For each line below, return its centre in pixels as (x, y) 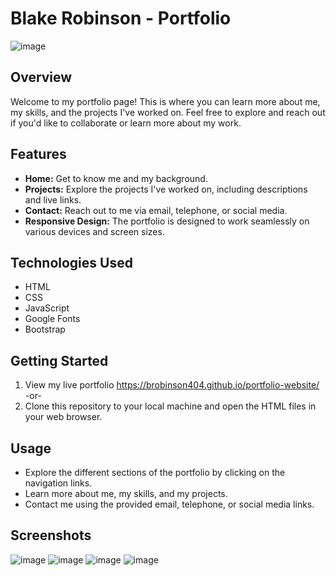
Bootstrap (45, 329)
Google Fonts (52, 319)
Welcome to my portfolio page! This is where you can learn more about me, (165, 101)
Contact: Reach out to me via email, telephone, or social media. (156, 210)
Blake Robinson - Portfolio (121, 18)
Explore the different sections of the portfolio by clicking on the (155, 472)
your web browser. (63, 417)
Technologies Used (71, 262)
